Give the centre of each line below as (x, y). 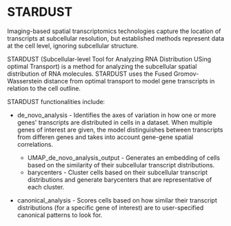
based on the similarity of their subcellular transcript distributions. (121, 165)
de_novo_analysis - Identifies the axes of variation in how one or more (117, 115)
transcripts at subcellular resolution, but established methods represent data (116, 38)
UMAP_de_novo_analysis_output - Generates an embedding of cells (124, 157)
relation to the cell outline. (44, 88)
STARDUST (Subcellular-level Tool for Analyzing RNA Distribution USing (109, 59)
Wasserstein (25, 81)
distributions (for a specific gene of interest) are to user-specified (110, 207)
